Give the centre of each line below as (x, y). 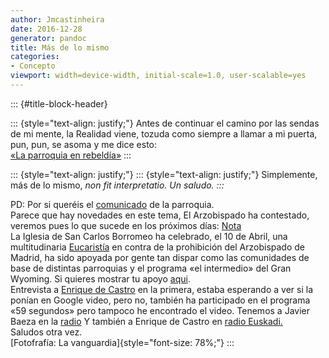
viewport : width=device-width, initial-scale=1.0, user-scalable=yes (158, 76)
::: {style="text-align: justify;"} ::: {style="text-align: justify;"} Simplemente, (164, 174)
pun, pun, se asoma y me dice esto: (84, 144)
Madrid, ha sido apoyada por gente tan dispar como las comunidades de (160, 257)
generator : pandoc (48, 38)
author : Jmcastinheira (57, 19)
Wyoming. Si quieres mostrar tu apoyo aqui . (100, 278)
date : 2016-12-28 (46, 29)
